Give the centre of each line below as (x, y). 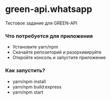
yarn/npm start (28, 92)
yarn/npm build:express (37, 86)
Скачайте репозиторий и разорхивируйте (57, 52)
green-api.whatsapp (49, 9)
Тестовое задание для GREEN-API (41, 23)
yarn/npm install (29, 81)
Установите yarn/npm (35, 47)
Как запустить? (25, 70)
